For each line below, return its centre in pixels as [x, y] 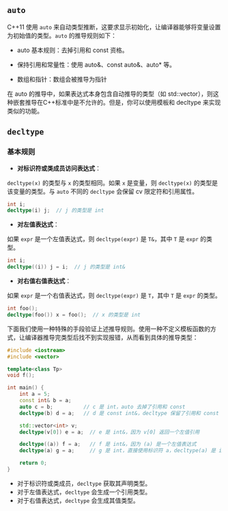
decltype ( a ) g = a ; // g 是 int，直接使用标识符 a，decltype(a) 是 [118, 451]
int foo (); [23, 308]
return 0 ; [33, 463]
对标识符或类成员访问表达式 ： [59, 168]
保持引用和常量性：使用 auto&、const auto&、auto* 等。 [96, 64]
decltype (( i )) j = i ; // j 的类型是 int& [66, 267]
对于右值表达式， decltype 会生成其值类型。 [78, 500]
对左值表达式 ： [38, 225]
